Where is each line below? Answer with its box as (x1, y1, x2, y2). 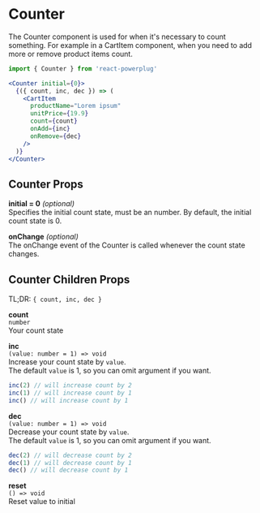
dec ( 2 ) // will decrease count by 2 (8, 451, 132, 459)
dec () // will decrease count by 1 (8, 466, 129, 475)
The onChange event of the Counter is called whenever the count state (8, 240, 245, 250)
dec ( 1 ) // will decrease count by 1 (8, 459, 132, 467)
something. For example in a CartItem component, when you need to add (8, 40, 253, 50)
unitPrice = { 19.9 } (29, 110, 89, 118)
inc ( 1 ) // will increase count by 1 (8, 389, 132, 397)
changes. (8, 249, 40, 259)
